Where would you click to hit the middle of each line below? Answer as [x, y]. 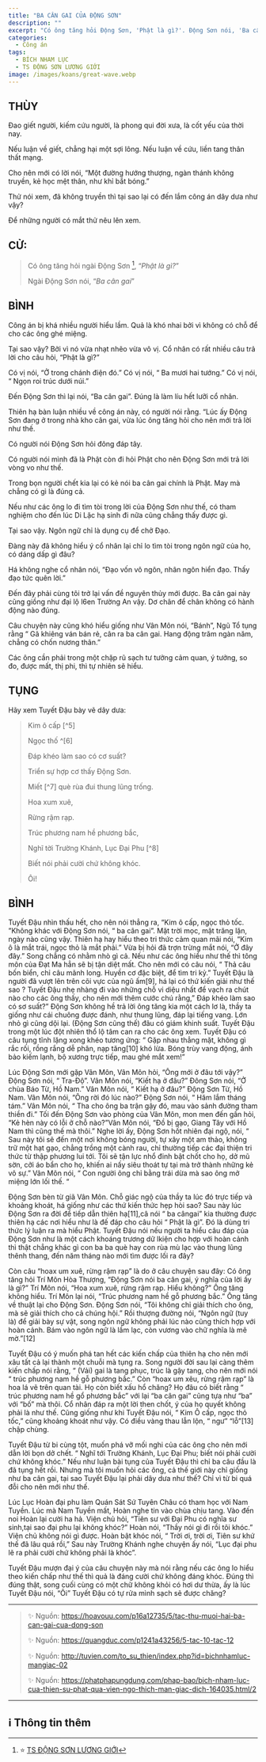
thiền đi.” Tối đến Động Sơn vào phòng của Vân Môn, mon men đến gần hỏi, [132, 1115]
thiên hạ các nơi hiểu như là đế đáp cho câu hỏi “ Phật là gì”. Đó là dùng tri [129, 1222]
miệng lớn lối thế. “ [39, 1182]
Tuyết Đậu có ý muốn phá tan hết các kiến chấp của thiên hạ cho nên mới [128, 1354]
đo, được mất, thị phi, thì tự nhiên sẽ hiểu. [76, 666]
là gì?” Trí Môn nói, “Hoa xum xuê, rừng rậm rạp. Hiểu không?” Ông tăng [126, 1288]
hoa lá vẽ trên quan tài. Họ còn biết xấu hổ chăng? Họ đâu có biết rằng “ [126, 1388]
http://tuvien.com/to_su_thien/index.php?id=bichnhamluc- [156, 1656]
